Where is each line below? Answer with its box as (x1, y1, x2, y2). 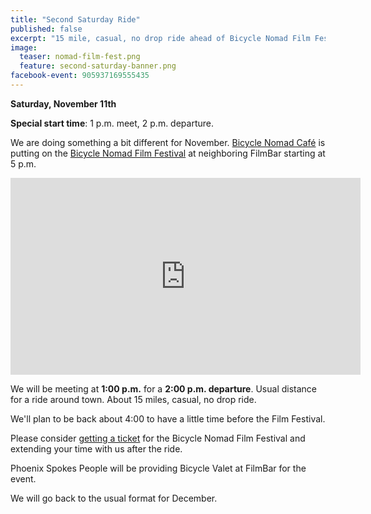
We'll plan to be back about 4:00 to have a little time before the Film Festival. (10, 412, 326, 425)
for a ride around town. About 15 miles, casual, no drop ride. (10, 393, 257, 405)
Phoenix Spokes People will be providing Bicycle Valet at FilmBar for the (10, 462, 307, 474)
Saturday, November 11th (10, 97, 117, 110)
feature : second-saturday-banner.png (19, 61, 177, 71)
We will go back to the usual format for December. (10, 492, 218, 504)
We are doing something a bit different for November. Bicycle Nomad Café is (10, 136, 326, 148)
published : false (10, 24, 83, 34)
